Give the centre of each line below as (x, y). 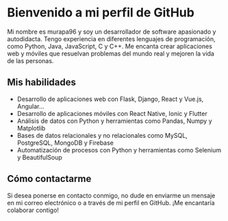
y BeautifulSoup (40, 157)
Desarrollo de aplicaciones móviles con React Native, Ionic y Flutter (112, 113)
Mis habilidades (42, 83)
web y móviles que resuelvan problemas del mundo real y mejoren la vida (111, 54)
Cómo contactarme (49, 179)
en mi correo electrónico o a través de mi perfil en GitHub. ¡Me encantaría (111, 202)
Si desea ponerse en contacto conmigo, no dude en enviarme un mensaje (111, 195)
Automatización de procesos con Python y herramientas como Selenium (119, 150)
